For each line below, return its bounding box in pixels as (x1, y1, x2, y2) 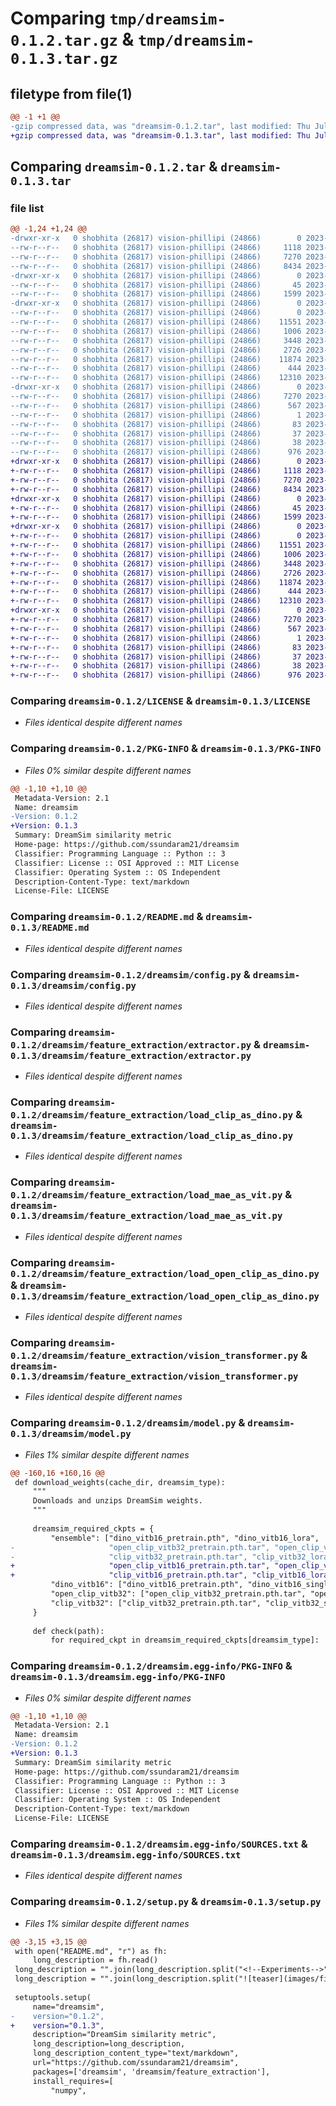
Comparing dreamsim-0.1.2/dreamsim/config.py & (10, 967, 251, 981)
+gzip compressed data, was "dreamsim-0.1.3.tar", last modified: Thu (10, 130, 311, 141)
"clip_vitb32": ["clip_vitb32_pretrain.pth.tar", (50, 1598, 262, 1608)
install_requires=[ (32, 2076, 114, 2086)
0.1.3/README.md (10, 922, 90, 934)
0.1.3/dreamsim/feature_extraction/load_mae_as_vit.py (10, 1210, 283, 1222)
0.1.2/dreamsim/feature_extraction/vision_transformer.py (10, 1350, 299, 1361)
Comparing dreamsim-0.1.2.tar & (10, 158, 218, 176)
